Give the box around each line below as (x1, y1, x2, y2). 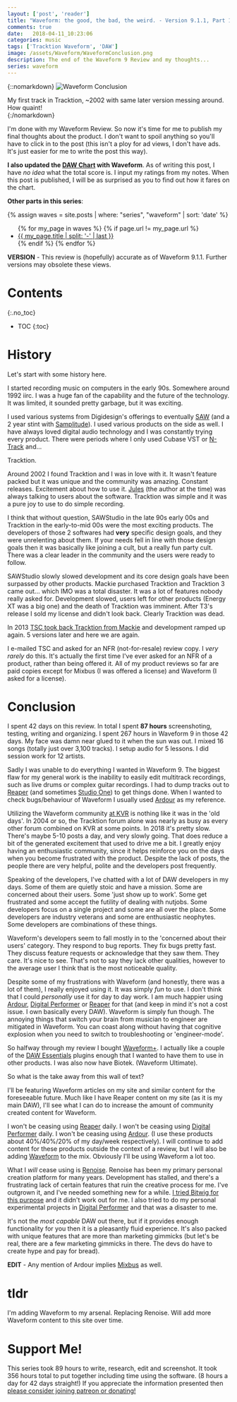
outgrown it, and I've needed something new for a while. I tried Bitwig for (7, 1188, 219, 1197)
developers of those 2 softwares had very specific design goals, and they (7, 528, 222, 537)
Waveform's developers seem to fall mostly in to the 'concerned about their (7, 934, 227, 942)
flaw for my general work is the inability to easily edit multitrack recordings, (7, 773, 226, 781)
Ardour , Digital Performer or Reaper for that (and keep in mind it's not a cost (7, 1000, 228, 1008)
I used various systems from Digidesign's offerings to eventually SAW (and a (7, 412, 230, 420)
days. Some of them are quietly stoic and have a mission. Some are (7, 883, 203, 891)
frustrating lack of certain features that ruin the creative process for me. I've (7, 1181, 229, 1189)
